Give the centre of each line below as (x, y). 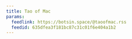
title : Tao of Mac (28, 11)
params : (15, 17)
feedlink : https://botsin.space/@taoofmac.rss (69, 22)
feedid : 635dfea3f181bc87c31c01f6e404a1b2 (64, 27)
